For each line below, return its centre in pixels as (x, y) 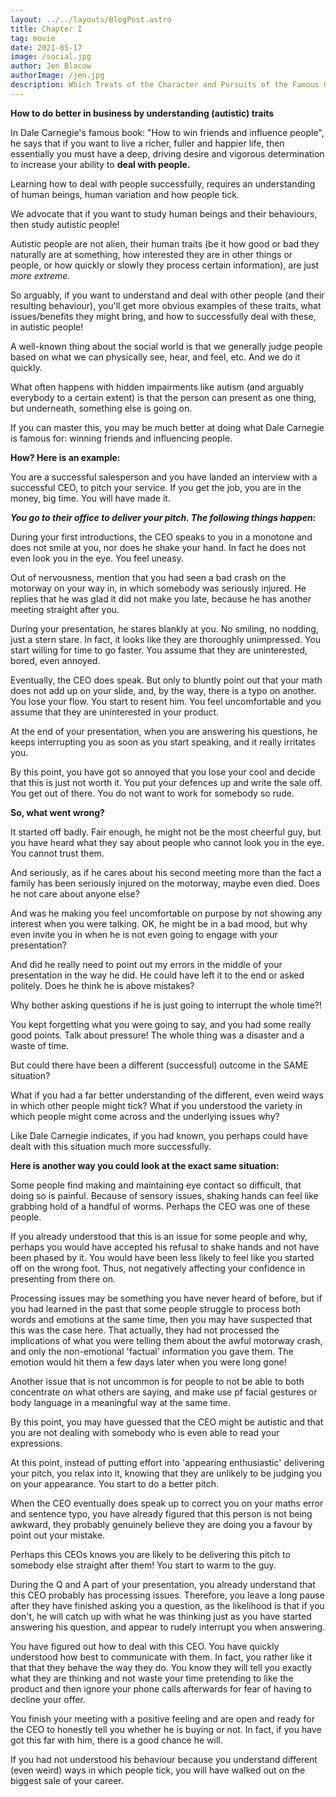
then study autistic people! (65, 224)
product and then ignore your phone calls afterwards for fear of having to (161, 1688)
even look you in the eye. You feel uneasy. (97, 558)
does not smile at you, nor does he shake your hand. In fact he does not (158, 547)
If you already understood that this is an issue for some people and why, (159, 1236)
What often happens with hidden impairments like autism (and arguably (157, 387)
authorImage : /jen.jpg (57, 76)
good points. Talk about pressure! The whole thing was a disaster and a (157, 1035)
